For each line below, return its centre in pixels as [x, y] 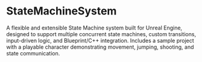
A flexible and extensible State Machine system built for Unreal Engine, [94, 28]
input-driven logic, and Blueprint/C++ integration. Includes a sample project [100, 40]
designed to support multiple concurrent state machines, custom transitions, [101, 34]
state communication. [33, 53]
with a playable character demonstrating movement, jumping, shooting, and [100, 47]
